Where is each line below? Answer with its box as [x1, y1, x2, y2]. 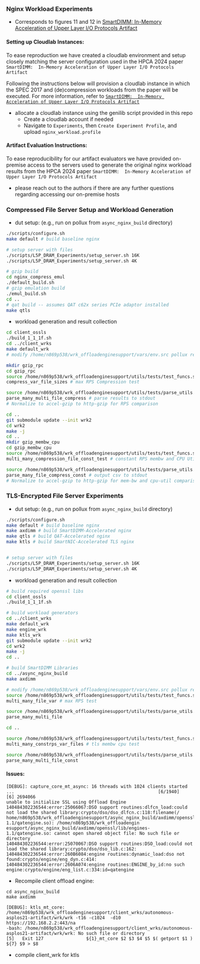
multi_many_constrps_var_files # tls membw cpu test [6, 741, 140, 747]
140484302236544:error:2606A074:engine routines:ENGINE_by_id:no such [6, 862, 185, 868]
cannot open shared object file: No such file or [54, 830, 180, 836]
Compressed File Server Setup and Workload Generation [6, 205, 174, 214]
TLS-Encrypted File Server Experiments [6, 492, 124, 500]
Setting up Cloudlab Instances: [6, 38, 85, 45]
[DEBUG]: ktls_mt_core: [6, 904, 65, 910]
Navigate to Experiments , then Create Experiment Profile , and [23, 121, 177, 129]
